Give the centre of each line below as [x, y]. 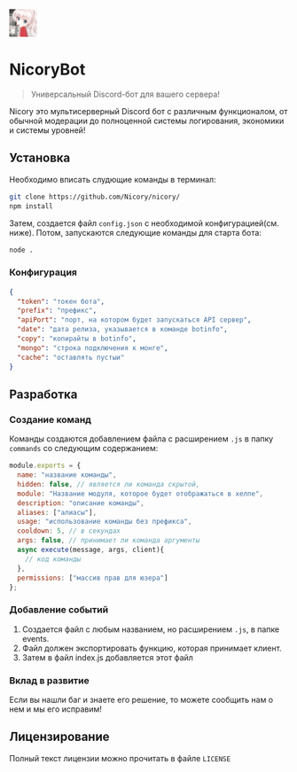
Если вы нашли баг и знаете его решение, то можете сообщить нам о [141, 700]
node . [21, 250]
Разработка [43, 394]
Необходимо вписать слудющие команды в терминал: [113, 179]
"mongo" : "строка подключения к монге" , [93, 348]
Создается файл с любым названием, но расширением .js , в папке [151, 629]
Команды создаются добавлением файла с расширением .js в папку [141, 439]
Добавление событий [59, 610]
